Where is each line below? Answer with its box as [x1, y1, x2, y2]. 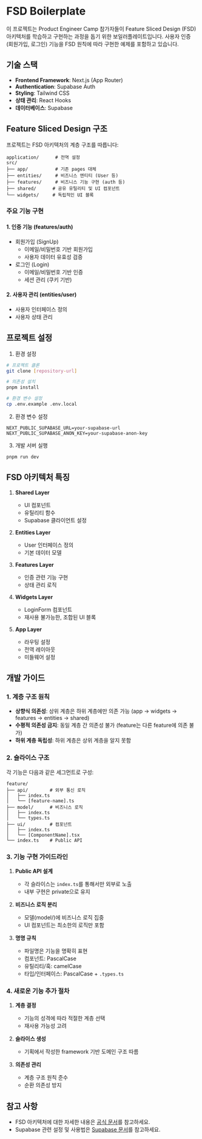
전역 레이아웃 [24, 646, 56, 653]
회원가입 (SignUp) [15, 238, 59, 245]
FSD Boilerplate [6, 4, 86, 18]
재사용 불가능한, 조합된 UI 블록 [24, 613, 96, 621]
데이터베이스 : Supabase [15, 104, 73, 111]
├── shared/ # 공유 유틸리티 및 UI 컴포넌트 [6, 185, 120, 192]
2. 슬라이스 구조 [6, 753, 50, 762]
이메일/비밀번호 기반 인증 [24, 268, 84, 275]
